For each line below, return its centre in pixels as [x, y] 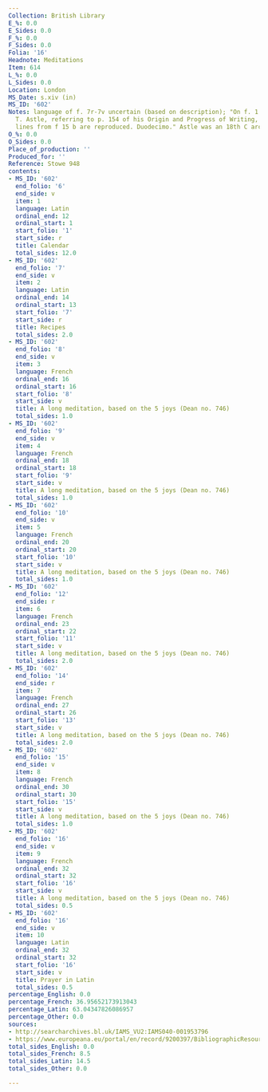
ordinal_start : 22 [46, 631]
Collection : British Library [57, 16]
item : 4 [28, 446]
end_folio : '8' [41, 349]
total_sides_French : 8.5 [49, 1054]
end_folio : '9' [41, 431]
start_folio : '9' [44, 475]
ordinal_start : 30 [46, 794]
